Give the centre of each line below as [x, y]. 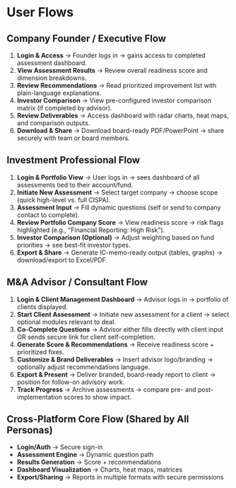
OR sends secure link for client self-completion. [86, 337]
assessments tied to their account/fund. [75, 185]
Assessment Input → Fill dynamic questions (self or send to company [119, 207]
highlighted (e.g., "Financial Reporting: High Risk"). [91, 230]
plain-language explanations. [59, 93]
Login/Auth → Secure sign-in [60, 447]
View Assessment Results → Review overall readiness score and [112, 70]
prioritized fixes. [41, 352]
